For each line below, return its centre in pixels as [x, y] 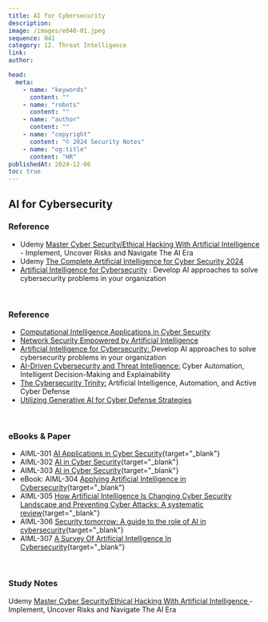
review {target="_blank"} [60, 513]
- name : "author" [52, 120]
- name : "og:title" [55, 149]
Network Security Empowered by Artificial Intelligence [109, 340]
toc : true [25, 172]
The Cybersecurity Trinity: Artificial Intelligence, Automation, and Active [138, 383]
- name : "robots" [52, 105]
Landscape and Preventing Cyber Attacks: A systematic [112, 504]
